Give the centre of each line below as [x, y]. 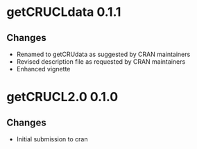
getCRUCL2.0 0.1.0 [62, 97]
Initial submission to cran [52, 139]
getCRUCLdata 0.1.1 [64, 12]
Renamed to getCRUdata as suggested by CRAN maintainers [103, 54]
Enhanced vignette [43, 69]
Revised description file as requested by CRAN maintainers [101, 62]
